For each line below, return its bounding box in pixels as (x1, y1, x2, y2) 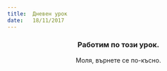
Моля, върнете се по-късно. (75, 56, 161, 64)
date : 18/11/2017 (7, 17, 65, 24)
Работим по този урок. (77, 40, 160, 50)
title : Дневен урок (7, 10, 68, 18)
